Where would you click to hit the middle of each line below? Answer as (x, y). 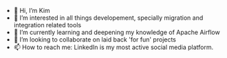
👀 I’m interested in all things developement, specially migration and (108, 18)
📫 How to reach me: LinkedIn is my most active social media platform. (113, 47)
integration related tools (47, 25)
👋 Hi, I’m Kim (32, 11)
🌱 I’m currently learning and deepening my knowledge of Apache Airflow (117, 32)
